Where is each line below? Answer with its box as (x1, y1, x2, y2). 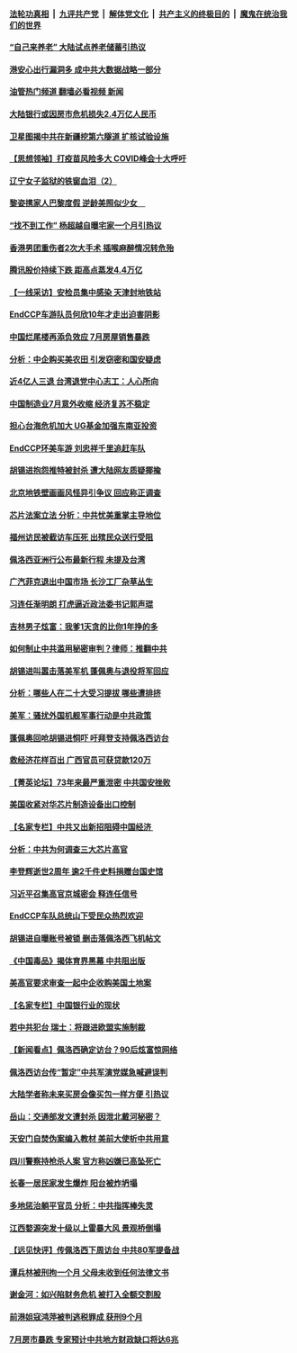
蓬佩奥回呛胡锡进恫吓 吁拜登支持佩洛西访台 (9, 732, 169, 743)
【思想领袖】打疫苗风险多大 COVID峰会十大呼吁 (9, 153, 187, 164)
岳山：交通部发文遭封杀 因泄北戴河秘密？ (9, 1111, 162, 1122)
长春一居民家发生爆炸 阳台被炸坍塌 (9, 1177, 138, 1188)
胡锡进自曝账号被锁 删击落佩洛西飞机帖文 (9, 933, 162, 943)
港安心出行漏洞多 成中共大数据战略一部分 (9, 64, 162, 75)
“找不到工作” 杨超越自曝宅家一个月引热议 (9, 220, 162, 230)
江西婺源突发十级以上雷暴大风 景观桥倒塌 (9, 1222, 162, 1233)
